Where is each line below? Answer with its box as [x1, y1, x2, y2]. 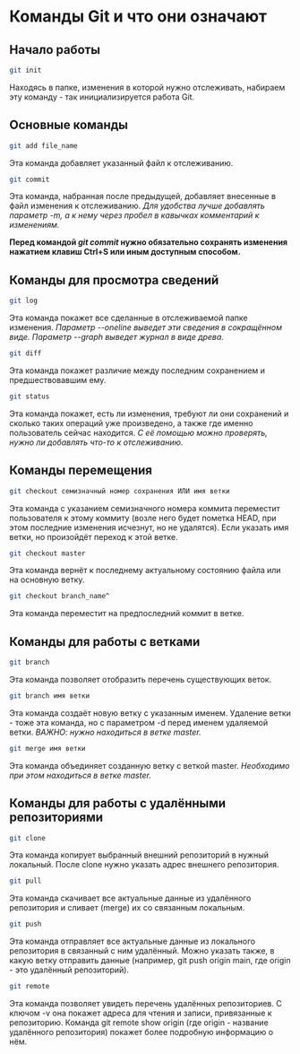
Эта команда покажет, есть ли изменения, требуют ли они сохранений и [9, 408, 289, 419]
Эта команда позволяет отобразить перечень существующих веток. [9, 675, 272, 684]
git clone [9, 833, 47, 842]
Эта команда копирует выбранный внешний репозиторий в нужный [9, 849, 270, 860]
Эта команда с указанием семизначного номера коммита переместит [9, 502, 280, 513]
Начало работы [9, 42, 101, 57]
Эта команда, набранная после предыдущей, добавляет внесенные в [9, 191, 276, 202]
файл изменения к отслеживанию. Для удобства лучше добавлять [9, 200, 266, 212]
